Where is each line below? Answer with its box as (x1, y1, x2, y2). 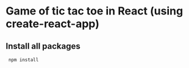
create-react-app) (5, 17, 100, 31)
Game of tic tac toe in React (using (5, 4, 184, 18)
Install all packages (5, 41, 80, 51)
